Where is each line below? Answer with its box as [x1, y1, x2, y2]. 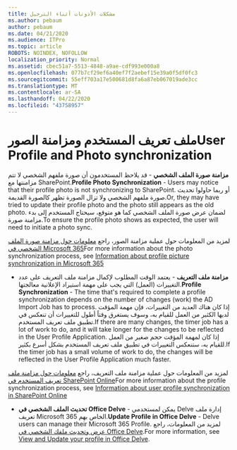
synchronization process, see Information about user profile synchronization [8, 383, 230, 392]
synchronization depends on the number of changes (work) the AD [18, 295, 214, 304]
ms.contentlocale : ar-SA [8, 89, 81, 96]
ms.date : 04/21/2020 [8, 30, 69, 37]
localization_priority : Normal [8, 56, 100, 63]
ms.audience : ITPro [8, 37, 66, 44]
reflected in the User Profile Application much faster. [18, 355, 171, 363]
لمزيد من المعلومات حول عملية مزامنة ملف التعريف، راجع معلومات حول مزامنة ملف [8, 368, 229, 377]
